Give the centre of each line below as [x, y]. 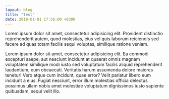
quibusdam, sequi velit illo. [33, 91]
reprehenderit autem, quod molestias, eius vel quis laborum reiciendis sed [82, 39]
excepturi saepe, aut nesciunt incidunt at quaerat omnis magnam [73, 59]
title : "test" [20, 15]
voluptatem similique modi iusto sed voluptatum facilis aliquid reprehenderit [84, 65]
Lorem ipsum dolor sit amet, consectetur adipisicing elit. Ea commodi [77, 54]
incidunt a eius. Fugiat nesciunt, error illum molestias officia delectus [76, 80]
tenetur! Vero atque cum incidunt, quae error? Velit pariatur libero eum [78, 75]
